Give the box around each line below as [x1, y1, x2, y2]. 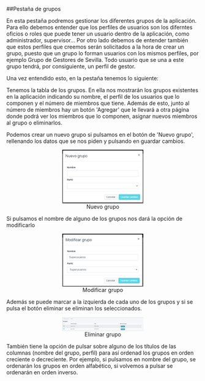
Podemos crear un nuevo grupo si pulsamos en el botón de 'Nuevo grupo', [6, 131, 194, 138]
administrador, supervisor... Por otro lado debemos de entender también [6, 37, 188, 44]
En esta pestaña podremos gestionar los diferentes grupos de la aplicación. [6, 17, 197, 24]
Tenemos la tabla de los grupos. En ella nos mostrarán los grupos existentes [6, 87, 199, 94]
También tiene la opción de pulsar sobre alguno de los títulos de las [6, 342, 176, 350]
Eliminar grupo [84, 331, 121, 338]
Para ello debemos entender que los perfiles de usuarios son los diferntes [6, 24, 193, 31]
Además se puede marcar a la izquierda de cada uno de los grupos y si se [6, 298, 193, 306]
